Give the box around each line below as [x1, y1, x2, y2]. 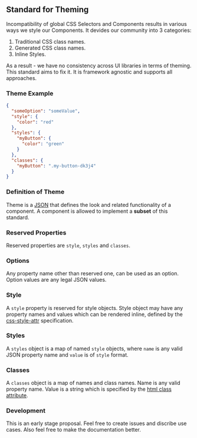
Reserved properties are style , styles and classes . [6, 242, 131, 249]
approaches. [6, 74, 37, 81]
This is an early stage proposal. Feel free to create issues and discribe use [6, 420, 187, 427]
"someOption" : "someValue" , [11, 108, 81, 114]
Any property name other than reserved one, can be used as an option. [6, 270, 179, 277]
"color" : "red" [17, 119, 54, 125]
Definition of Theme [6, 188, 65, 196]
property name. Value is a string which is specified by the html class [6, 386, 172, 393]
